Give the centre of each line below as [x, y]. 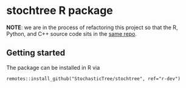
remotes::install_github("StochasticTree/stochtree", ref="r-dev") [94, 79]
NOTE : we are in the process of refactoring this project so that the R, [92, 27]
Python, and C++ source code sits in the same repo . [72, 33]
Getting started [36, 53]
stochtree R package [60, 11]
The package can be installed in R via [53, 67]
